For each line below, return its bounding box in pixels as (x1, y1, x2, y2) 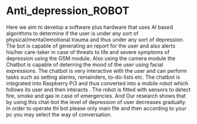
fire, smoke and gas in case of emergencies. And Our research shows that (6, 92, 186, 99)
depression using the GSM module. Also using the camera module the (6, 55, 176, 62)
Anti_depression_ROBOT (6, 4, 129, 18)
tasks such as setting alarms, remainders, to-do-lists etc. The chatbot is (6, 73, 181, 81)
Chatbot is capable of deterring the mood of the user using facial (6, 61, 163, 68)
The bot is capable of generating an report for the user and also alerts (6, 42, 175, 49)
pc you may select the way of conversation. (6, 110, 112, 118)
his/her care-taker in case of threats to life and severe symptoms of (6, 48, 170, 55)
